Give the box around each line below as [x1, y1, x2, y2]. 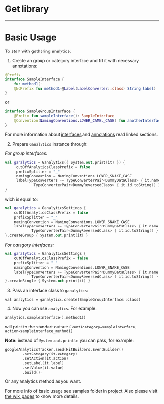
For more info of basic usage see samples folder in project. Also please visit [5, 388, 158, 394]
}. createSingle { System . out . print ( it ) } [5, 278, 91, 284]
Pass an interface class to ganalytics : [12, 288, 89, 294]
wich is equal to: [5, 196, 38, 202]
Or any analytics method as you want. [5, 379, 82, 384]
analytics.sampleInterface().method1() [5, 315, 86, 320]
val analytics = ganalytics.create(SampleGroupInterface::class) [5, 297, 141, 302]
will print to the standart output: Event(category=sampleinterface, [5, 324, 138, 329]
